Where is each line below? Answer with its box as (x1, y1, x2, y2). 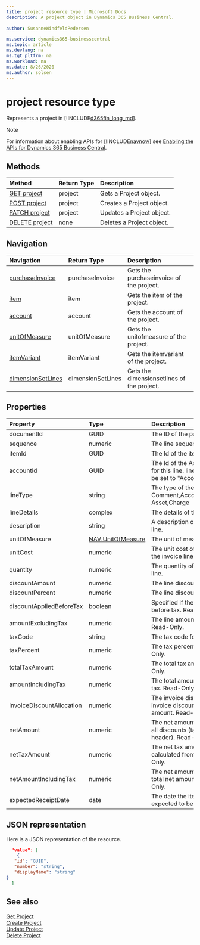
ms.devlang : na (6, 47, 44, 54)
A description (151, 518, 189, 526)
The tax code (151, 633, 189, 641)
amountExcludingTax (9, 619, 68, 627)
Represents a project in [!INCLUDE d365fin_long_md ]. (6, 114, 137, 122)
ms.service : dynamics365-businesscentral (6, 36, 111, 42)
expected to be (151, 800, 193, 808)
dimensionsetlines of (127, 374, 186, 382)
